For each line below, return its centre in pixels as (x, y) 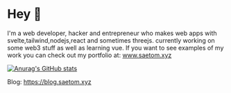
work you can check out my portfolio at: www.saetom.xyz (89, 55)
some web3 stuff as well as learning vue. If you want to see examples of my (115, 48)
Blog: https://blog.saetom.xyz (49, 81)
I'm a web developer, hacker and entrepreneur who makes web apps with (112, 33)
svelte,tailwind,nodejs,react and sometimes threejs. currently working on (111, 40)
